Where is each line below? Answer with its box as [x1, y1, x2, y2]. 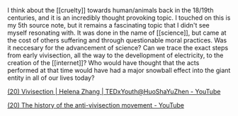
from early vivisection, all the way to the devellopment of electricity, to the [7, 51, 224, 59]
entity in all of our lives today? [7, 74, 95, 82]
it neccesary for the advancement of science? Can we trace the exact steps [7, 44, 229, 52]
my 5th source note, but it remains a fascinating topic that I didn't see [7, 21, 210, 29]
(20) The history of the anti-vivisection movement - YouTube [7, 101, 184, 109]
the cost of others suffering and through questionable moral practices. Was [7, 36, 227, 45]
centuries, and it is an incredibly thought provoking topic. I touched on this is [7, 13, 231, 22]
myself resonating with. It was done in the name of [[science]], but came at [7, 28, 227, 37]
